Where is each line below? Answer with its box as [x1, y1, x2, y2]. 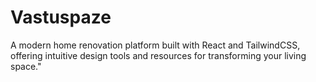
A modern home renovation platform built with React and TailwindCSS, [10, 39, 301, 51]
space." [10, 60, 42, 72]
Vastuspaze [10, 6, 112, 29]
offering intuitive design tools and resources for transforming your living [10, 49, 307, 61]
